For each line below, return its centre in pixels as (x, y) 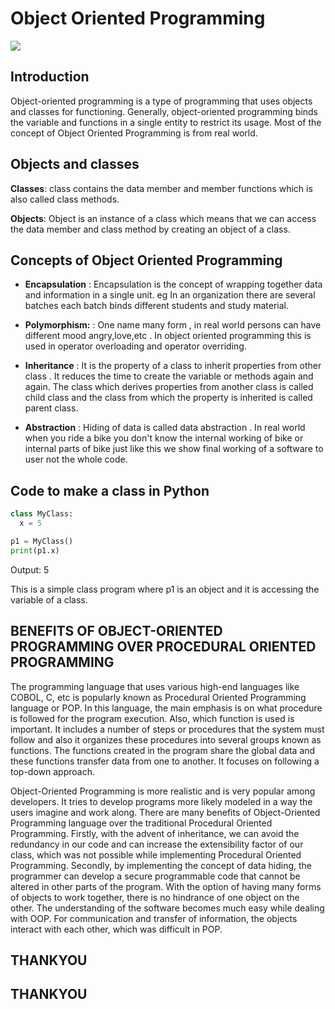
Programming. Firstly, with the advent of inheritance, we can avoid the (155, 833)
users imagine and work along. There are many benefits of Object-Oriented (165, 812)
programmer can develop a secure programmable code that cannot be (155, 876)
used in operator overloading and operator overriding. (135, 346)
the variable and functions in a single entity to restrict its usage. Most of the (166, 122)
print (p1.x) (35, 550)
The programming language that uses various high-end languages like (155, 686)
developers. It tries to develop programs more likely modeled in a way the (161, 801)
